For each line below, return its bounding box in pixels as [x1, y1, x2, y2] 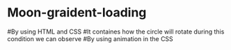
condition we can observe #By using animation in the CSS [7, 34, 174, 42]
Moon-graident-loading [7, 5, 147, 21]
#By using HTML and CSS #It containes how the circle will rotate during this [7, 27, 225, 36]
